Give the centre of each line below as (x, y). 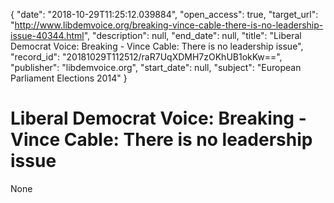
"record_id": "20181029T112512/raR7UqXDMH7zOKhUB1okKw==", (146, 57)
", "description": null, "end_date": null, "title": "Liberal (192, 35)
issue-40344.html (47, 35)
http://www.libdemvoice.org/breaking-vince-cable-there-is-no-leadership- (169, 25)
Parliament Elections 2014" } (69, 78)
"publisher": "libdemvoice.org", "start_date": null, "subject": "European (156, 67)
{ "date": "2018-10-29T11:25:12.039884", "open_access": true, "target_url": (164, 14)
